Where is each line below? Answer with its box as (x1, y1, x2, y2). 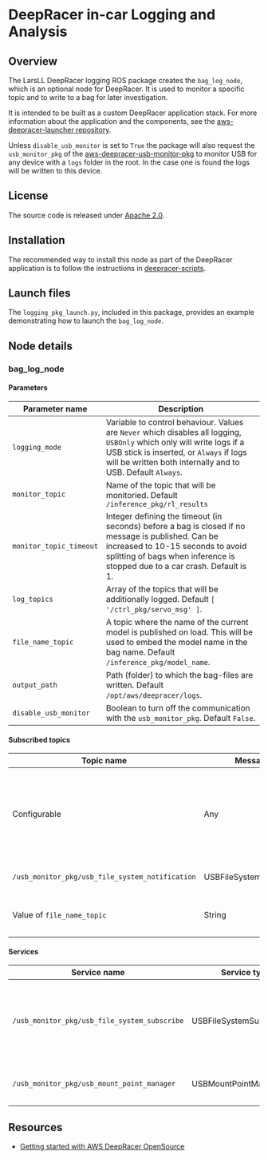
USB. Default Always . (105, 466, 183, 477)
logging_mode (12, 442, 62, 452)
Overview (8, 54, 58, 68)
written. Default (105, 679, 164, 691)
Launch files (8, 286, 71, 301)
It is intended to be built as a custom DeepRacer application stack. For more (8, 108, 258, 117)
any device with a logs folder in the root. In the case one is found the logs (8, 157, 250, 167)
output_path (12, 680, 58, 689)
